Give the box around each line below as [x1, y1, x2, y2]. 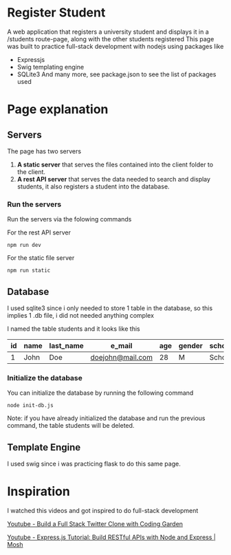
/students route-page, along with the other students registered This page [7, 34, 214, 43]
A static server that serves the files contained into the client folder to [16, 160, 214, 168]
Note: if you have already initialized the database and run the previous [7, 414, 206, 422]
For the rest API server [7, 228, 71, 237]
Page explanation [7, 102, 109, 118]
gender [178, 341, 203, 351]
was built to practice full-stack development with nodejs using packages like [7, 42, 224, 50]
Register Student [7, 5, 106, 21]
